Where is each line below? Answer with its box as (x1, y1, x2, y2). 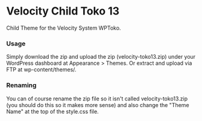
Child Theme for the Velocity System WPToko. (6, 24, 121, 31)
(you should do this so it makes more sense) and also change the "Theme (6, 101, 189, 108)
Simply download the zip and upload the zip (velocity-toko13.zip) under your (6, 53, 196, 60)
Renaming (6, 81, 37, 90)
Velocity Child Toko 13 (6, 4, 119, 18)
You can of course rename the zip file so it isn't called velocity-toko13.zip (6, 95, 188, 102)
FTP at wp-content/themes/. (6, 66, 77, 73)
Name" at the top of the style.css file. (6, 108, 99, 115)
